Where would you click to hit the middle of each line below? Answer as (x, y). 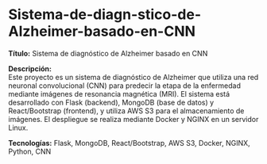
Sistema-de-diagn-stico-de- (105, 15)
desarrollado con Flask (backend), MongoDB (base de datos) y (111, 102)
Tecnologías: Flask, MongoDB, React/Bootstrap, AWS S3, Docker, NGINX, (129, 143)
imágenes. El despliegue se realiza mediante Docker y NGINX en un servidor (133, 119)
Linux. (18, 128)
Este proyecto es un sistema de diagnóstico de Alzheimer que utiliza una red (133, 77)
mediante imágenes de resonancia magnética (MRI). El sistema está (119, 93)
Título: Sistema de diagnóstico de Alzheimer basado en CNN (108, 53)
